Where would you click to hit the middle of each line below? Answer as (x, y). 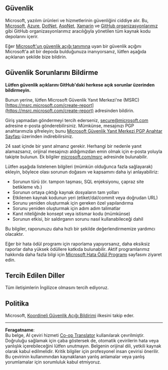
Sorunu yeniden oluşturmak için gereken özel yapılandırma (73, 203)
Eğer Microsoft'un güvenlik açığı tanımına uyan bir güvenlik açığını (73, 46)
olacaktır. (14, 234)
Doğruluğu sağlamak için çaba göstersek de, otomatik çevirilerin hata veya (82, 341)
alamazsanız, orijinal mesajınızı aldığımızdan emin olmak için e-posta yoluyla (84, 151)
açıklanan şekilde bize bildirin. (36, 57)
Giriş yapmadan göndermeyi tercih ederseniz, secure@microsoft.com (77, 120)
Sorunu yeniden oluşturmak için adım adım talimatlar (66, 208)
